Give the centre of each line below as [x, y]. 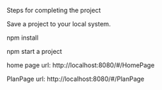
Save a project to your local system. [59, 24]
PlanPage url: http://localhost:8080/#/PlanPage [76, 79]
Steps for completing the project [54, 10]
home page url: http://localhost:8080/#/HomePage [81, 65]
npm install [23, 38]
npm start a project [34, 51]
